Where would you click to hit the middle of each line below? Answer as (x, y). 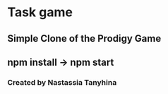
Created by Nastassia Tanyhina (62, 82)
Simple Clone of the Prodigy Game (84, 39)
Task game (40, 12)
